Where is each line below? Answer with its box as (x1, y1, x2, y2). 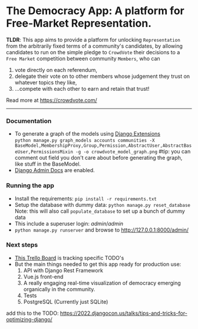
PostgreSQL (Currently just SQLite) (23, 298, 108, 305)
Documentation (6, 117, 52, 125)
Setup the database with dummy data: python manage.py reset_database (14, 201, 190, 208)
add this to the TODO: (6, 310, 59, 317)
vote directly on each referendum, (14, 66, 98, 73)
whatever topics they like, (14, 78, 77, 86)
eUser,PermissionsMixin (14, 149, 74, 155)
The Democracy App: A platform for (6, 4, 184, 18)
